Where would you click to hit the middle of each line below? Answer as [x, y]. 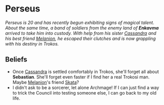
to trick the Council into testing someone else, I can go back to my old [84, 92]
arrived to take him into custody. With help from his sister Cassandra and [81, 33]
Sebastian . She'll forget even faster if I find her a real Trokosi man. [81, 77]
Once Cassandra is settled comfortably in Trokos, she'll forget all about [85, 71]
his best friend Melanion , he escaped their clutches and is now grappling [80, 38]
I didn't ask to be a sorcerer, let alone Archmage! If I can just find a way [86, 87]
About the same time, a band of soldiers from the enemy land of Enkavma [82, 27]
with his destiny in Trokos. [32, 43]
